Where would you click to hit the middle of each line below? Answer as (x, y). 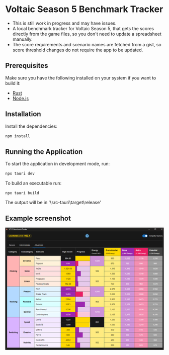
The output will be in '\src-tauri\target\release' (53, 203)
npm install (18, 136)
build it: (13, 83)
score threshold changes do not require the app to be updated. (78, 50)
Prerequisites (27, 66)
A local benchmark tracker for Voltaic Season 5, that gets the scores (83, 28)
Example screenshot (38, 218)
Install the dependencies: (31, 126)
